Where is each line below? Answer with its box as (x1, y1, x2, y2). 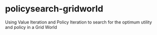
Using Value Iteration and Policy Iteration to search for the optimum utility (5, 19, 152, 25)
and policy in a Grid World (5, 24, 58, 30)
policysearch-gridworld (5, 3, 103, 14)
